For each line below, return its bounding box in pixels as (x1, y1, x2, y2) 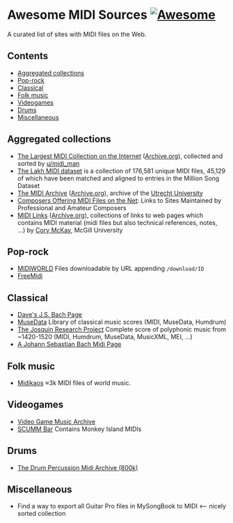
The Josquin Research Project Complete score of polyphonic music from (17, 325, 226, 334)
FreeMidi (17, 272, 43, 280)
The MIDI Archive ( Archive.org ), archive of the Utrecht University (17, 189, 204, 197)
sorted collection (17, 509, 66, 518)
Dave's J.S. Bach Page (17, 311, 82, 319)
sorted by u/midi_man (17, 159, 80, 167)
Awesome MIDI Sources (7, 7, 147, 23)
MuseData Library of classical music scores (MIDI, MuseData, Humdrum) (17, 318, 227, 327)
